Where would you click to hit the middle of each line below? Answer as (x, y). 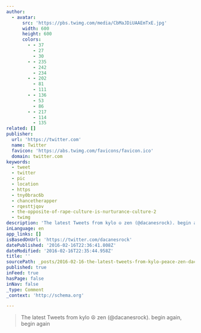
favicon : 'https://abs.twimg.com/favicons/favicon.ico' (83, 151)
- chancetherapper (35, 201)
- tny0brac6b (28, 195)
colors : (32, 39)
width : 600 (36, 28)
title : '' (19, 256)
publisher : (20, 134)
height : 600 (37, 34)
